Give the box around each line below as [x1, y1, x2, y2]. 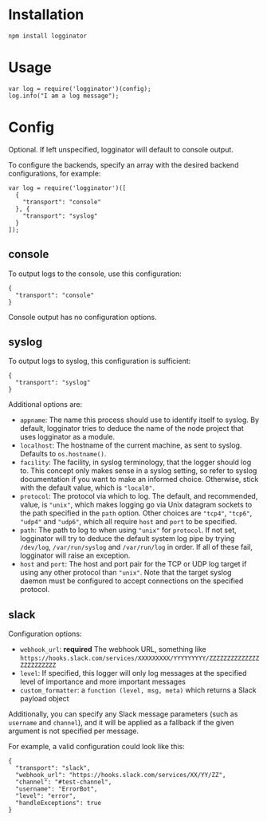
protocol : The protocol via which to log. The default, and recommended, [19, 491, 258, 501]
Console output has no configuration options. [8, 312, 157, 322]
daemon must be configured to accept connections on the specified [19, 576, 244, 586]
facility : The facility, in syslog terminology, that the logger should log [19, 457, 252, 468]
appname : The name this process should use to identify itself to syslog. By [19, 415, 260, 424]
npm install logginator [8, 32, 88, 40]
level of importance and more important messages [19, 677, 186, 687]
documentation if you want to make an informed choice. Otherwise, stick [19, 475, 259, 484]
